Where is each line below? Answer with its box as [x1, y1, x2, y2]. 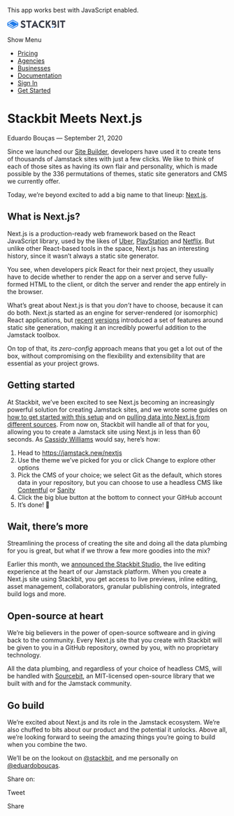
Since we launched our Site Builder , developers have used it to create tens [7, 147, 221, 156]
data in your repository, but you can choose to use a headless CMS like [17, 478, 223, 486]
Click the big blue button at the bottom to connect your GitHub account [17, 493, 222, 502]
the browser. [7, 287, 44, 296]
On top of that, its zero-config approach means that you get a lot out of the [7, 344, 223, 352]
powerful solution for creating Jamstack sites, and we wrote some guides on [7, 405, 228, 414]
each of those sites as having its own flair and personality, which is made [7, 162, 218, 170]
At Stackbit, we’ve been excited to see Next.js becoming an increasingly [7, 398, 215, 406]
